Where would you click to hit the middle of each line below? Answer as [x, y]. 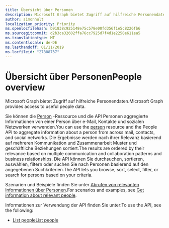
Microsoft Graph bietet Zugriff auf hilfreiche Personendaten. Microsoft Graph [84, 101]
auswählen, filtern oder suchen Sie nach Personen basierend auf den [77, 164]
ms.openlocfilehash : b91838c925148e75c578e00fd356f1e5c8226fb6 [73, 29]
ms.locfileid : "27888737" [32, 52]
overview [25, 87]
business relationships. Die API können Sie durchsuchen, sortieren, [75, 159]
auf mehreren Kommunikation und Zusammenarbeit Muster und [71, 143]
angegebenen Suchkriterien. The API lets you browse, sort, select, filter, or [82, 170]
